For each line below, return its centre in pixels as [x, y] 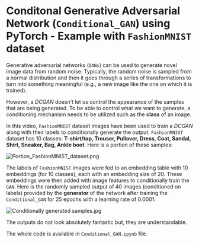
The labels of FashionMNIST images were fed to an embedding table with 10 [97, 168]
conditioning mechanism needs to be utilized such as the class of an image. [99, 114]
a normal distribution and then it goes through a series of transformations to [99, 78]
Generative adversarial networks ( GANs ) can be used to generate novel [92, 65]
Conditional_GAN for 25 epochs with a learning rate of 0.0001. [81, 199]
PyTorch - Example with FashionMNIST [99, 36]
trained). [17, 90]
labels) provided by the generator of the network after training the [87, 193]
